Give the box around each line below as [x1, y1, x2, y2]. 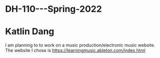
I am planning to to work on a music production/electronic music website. [5, 42, 156, 48]
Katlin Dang [5, 26, 55, 37]
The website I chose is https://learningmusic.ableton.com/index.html [5, 48, 146, 54]
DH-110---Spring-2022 [5, 3, 102, 15]
